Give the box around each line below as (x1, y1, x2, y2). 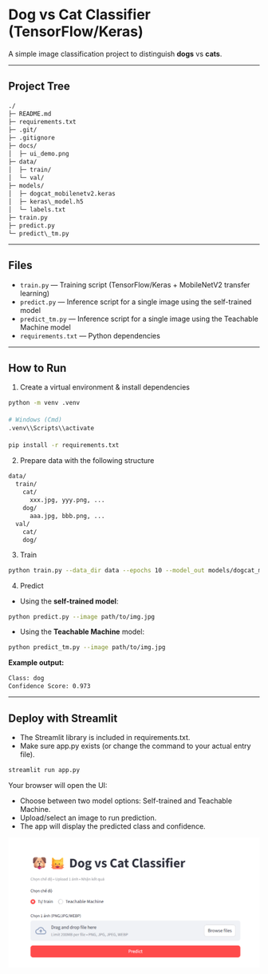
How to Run (8, 361, 67, 374)
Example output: (8, 658, 65, 667)
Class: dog (8, 675, 45, 683)
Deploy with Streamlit (8, 711, 118, 725)
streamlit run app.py (8, 766, 81, 774)
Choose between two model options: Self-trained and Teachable (19, 796, 233, 806)
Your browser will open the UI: (8, 780, 108, 790)
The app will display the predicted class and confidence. (19, 821, 206, 831)
